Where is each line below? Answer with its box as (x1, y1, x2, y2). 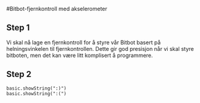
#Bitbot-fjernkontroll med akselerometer (6, 5, 108, 12)
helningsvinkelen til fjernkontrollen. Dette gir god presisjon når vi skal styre (6, 45, 194, 52)
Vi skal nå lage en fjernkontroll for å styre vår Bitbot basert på (6, 39, 161, 46)
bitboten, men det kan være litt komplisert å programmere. (6, 51, 154, 59)
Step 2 (6, 69, 32, 79)
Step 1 (6, 22, 30, 33)
